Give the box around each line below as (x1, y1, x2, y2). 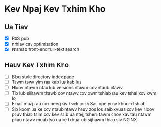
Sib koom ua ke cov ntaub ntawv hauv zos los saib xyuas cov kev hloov (11, 106, 155, 112)
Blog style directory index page (11, 74, 75, 79)
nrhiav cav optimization (11, 41, 59, 47)
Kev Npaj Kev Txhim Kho (4, 3, 106, 15)
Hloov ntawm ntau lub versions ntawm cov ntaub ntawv (11, 85, 123, 91)
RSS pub (11, 35, 30, 41)
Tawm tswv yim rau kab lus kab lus (11, 79, 82, 85)
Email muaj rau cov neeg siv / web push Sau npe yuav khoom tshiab (11, 101, 146, 107)
